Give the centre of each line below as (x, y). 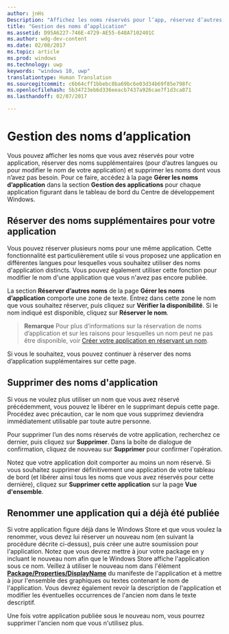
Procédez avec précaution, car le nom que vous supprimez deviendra (106, 414)
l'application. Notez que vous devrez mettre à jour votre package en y (106, 552)
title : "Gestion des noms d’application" (67, 26)
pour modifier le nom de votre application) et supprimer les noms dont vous (114, 170)
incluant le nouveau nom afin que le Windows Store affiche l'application (108, 559)
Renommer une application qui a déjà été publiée (113, 513)
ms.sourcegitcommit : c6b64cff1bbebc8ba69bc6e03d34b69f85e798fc (99, 84)
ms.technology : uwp (35, 65)
